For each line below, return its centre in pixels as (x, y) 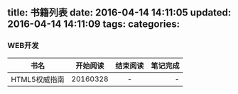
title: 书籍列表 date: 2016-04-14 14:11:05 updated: (119, 13)
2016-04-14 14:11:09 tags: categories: (93, 24)
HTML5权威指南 (38, 79)
